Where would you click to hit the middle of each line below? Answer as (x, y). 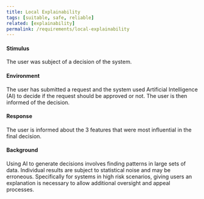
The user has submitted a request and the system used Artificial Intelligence (102, 89)
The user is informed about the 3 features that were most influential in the (99, 130)
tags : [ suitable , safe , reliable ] (50, 18)
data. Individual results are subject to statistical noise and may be (89, 170)
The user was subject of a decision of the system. (69, 62)
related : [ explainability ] (41, 23)
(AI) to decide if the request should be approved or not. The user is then (97, 96)
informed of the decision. (38, 102)
